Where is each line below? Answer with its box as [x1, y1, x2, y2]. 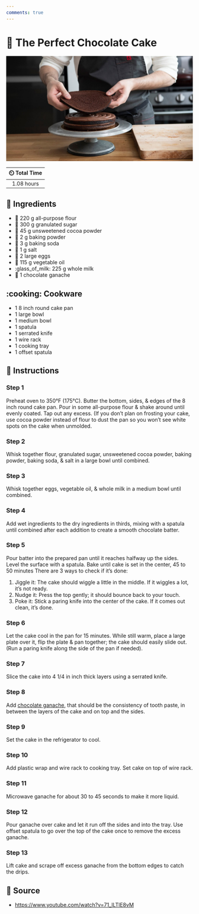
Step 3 [6, 472, 25, 480]
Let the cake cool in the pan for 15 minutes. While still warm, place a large [6, 632, 185, 640]
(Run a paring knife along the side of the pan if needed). [6, 645, 143, 652]
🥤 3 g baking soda [14, 240, 59, 247]
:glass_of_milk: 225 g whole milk [14, 265, 94, 273]
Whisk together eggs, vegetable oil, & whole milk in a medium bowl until [6, 485, 182, 492]
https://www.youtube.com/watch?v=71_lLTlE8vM [14, 902, 134, 908]
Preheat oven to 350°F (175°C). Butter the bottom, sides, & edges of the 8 [6, 397, 185, 404]
